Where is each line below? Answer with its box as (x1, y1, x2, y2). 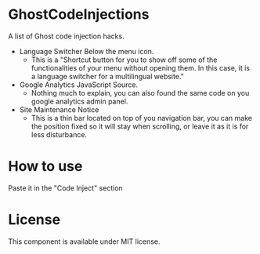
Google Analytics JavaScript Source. (19, 80, 139, 89)
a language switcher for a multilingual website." (31, 71, 184, 81)
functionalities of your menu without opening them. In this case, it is (31, 63, 251, 72)
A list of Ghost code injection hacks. (8, 31, 125, 41)
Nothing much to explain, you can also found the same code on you (31, 88, 250, 97)
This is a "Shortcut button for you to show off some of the (31, 55, 218, 64)
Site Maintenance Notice (19, 104, 99, 114)
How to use (8, 158, 83, 176)
